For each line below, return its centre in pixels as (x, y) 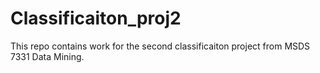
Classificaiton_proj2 (96, 18)
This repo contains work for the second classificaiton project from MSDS (160, 46)
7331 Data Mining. (47, 56)
